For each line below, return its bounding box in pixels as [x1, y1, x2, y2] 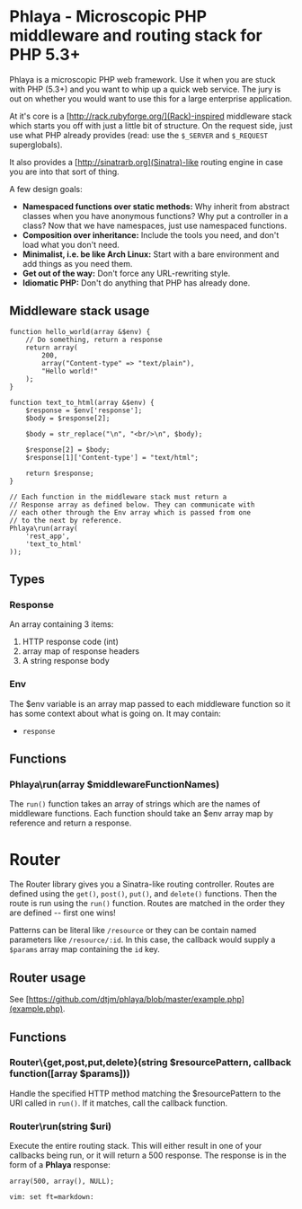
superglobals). [9, 139, 63, 150]
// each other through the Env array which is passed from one [9, 507, 252, 517]
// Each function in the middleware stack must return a [9, 492, 227, 501]
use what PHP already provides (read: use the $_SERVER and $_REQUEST [9, 129, 268, 140]
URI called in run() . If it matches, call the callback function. [9, 1098, 228, 1108]
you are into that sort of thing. [9, 166, 120, 177]
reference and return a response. [9, 817, 132, 828]
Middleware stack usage [9, 304, 150, 319]
